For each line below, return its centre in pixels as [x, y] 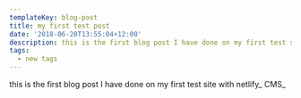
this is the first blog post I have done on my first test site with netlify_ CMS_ [148, 84]
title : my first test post [60, 26]
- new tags [38, 59]
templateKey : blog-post [54, 17]
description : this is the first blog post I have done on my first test [148, 42]
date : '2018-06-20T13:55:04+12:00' [76, 34]
